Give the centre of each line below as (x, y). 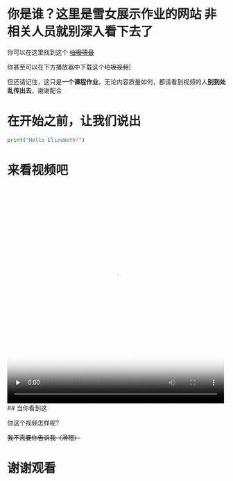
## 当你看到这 (27, 408)
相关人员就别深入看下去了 (80, 32)
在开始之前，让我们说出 (74, 121)
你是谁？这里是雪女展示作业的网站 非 (112, 14)
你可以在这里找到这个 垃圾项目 (51, 52)
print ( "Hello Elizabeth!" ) (46, 140)
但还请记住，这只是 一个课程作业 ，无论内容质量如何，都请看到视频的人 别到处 (116, 81)
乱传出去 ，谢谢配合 (35, 90)
